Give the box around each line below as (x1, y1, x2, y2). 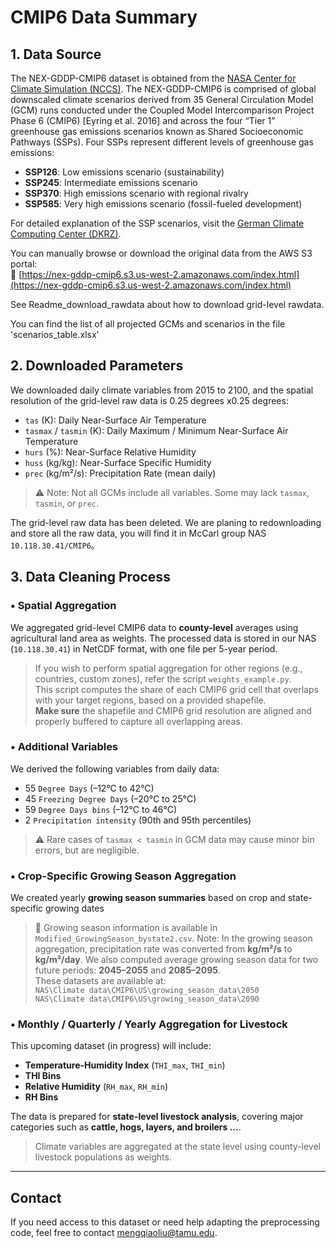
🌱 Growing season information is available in (34, 922, 218, 934)
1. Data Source (10, 46, 102, 63)
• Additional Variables (10, 740, 119, 754)
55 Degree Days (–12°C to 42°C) (24, 782, 155, 794)
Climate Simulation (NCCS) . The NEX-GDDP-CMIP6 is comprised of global (10, 83, 317, 95)
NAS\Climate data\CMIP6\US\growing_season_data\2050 (34, 986, 260, 996)
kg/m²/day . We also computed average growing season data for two (34, 954, 319, 966)
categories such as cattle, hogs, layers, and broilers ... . (10, 1121, 242, 1133)
